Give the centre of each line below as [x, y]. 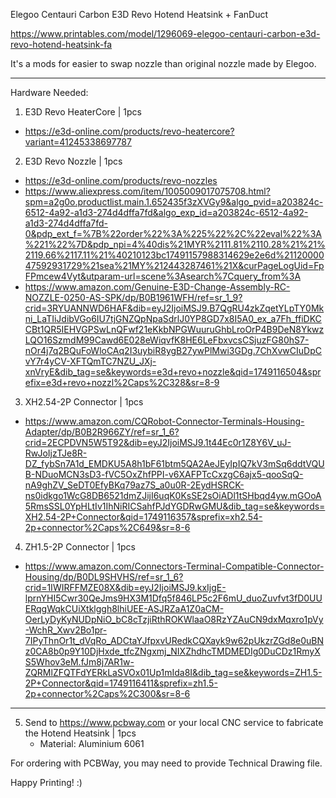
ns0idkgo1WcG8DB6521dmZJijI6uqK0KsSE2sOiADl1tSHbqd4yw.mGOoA [173, 495]
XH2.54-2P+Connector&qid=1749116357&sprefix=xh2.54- [143, 517]
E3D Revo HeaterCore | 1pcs [83, 112]
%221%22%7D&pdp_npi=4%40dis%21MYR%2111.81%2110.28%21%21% [175, 244]
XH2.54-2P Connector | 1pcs [84, 402]
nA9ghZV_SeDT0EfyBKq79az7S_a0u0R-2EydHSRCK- [134, 485]
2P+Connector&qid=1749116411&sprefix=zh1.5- [121, 683]
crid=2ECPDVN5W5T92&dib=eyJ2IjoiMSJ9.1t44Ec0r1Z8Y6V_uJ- [158, 442]
